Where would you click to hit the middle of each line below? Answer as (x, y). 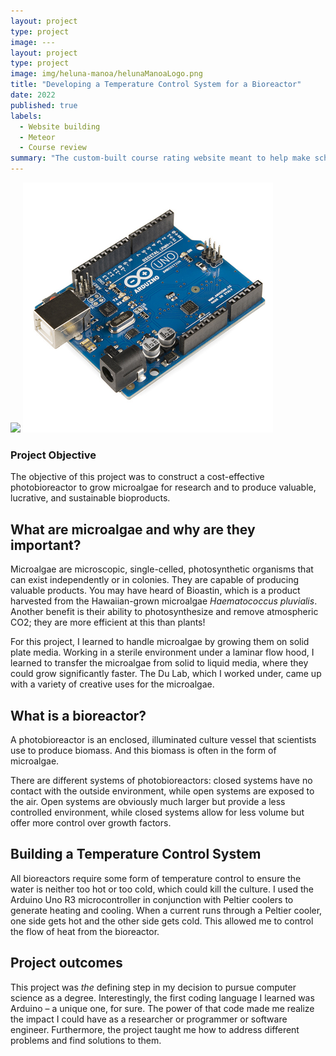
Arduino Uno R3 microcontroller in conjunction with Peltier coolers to (152, 899)
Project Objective (53, 455)
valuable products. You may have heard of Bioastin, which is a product (155, 591)
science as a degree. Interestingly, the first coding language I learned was (162, 997)
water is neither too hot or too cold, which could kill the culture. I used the (162, 889)
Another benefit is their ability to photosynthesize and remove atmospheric (164, 612)
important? (46, 545)
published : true (44, 105)
